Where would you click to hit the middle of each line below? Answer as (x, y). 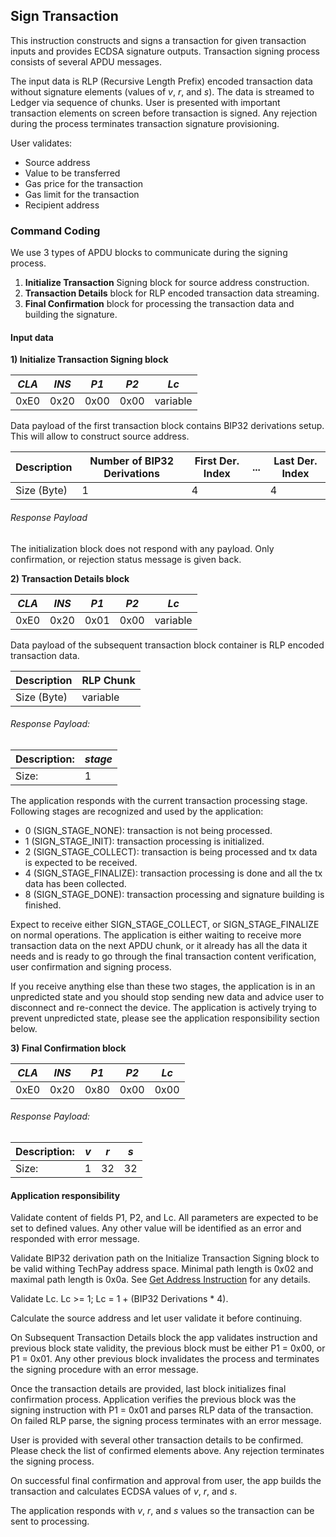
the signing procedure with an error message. (104, 1370)
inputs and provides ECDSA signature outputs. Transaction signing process (165, 51)
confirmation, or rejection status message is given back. (126, 559)
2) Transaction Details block (70, 578)
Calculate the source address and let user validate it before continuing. (156, 1318)
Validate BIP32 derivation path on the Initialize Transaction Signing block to (165, 1258)
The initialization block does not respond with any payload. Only (142, 548)
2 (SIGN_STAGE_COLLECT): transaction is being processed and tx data (171, 851)
